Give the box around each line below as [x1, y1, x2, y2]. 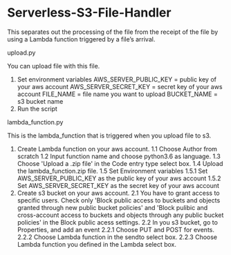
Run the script [17, 104, 57, 113]
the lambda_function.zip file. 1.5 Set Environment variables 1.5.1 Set [17, 167, 208, 175]
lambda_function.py [7, 117, 64, 126]
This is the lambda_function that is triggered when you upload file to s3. [7, 131, 212, 140]
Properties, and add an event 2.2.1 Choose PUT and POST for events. [17, 225, 214, 234]
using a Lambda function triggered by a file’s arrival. [7, 35, 156, 43]
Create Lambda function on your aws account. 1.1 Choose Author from [17, 144, 218, 153]
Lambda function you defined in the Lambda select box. [17, 240, 177, 248]
